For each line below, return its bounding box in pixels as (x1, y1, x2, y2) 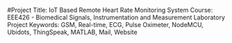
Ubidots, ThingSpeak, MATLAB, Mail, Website (7, 28, 138, 36)
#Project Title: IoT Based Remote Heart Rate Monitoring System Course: (7, 6, 213, 14)
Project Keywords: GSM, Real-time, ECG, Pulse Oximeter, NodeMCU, (7, 21, 204, 28)
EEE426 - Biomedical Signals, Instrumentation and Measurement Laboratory (7, 13, 226, 21)
